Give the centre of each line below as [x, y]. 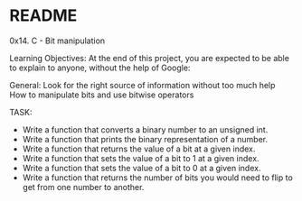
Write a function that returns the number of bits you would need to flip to [158, 178]
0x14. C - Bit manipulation [57, 41]
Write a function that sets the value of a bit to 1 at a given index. [141, 158]
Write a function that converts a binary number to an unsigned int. [145, 129]
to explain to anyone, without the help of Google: [100, 68]
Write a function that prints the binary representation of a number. [145, 139]
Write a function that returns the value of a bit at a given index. [139, 149]
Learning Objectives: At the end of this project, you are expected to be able [149, 58]
